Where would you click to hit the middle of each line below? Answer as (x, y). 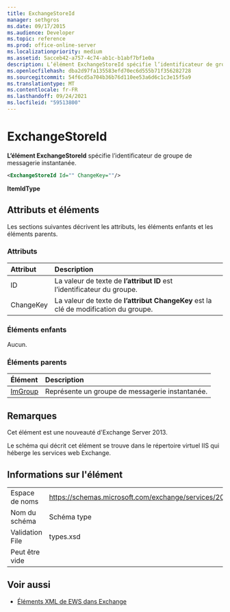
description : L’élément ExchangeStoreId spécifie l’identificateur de (110, 64)
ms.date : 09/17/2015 (37, 26)
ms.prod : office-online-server (52, 45)
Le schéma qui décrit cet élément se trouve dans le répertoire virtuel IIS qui (113, 445)
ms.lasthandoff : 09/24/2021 (47, 97)
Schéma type (71, 517)
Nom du (23, 513)
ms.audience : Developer (41, 33)
